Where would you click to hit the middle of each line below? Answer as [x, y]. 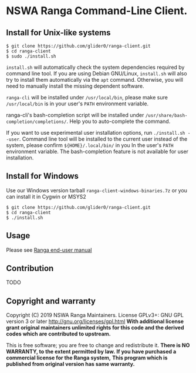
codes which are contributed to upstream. [59, 334]
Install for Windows [43, 176]
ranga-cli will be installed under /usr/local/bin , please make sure [87, 97]
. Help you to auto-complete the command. [119, 121]
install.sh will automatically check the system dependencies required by [95, 67]
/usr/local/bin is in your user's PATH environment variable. [77, 104]
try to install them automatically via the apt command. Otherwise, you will [95, 80]
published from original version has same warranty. [70, 364]
